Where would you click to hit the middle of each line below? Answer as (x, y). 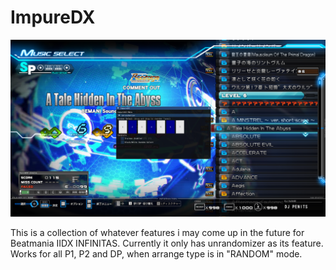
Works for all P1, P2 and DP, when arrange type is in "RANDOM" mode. (156, 254)
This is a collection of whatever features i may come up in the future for (157, 233)
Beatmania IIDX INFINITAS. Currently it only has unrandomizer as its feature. (167, 243)
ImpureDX (53, 17)
